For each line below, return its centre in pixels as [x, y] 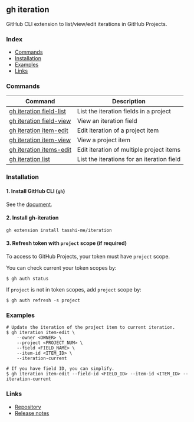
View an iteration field [107, 121]
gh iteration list [29, 159]
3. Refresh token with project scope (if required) [67, 243]
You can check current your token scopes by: [61, 267]
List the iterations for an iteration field [129, 159]
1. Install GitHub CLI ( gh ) [36, 191]
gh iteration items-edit [40, 150]
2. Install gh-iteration [32, 218]
